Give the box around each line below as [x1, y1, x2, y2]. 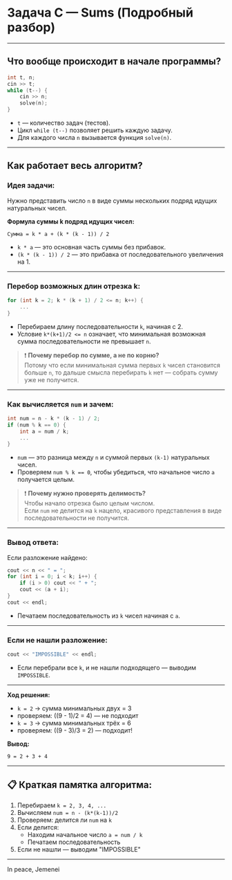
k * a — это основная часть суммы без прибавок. [17, 242, 166, 251]
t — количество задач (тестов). [17, 119, 110, 127]
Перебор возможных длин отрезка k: [7, 281, 140, 291]
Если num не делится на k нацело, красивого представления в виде [23, 507, 222, 515]
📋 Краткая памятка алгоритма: [7, 779, 152, 791]
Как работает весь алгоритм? [7, 160, 143, 172]
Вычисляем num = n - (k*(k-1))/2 [17, 808, 119, 816]
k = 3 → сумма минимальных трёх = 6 [17, 719, 131, 727]
